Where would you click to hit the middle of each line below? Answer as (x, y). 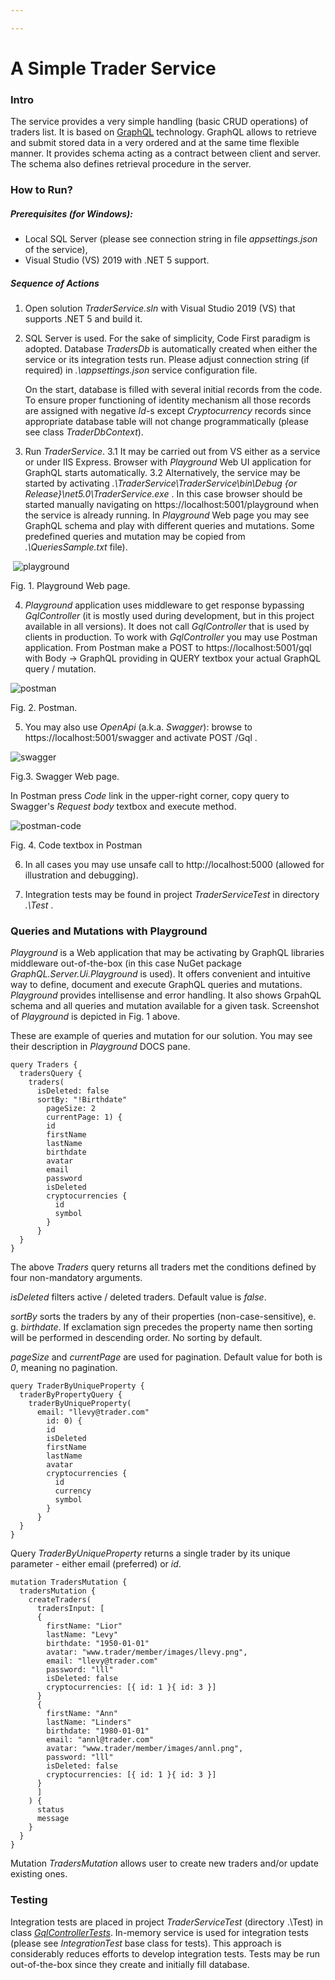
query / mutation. (60, 669)
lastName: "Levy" (82, 1635)
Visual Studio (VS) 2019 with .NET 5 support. (117, 260)
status (50, 1810)
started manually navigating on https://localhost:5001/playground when (172, 505)
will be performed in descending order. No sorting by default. (136, 1338)
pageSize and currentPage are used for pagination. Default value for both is (166, 1357)
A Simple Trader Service (113, 68)
